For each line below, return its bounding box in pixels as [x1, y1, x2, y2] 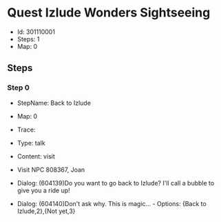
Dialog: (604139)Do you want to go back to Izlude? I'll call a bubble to [17, 179, 215, 187]
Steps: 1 [17, 34, 40, 43]
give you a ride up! [17, 186, 70, 194]
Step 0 [7, 83, 30, 92]
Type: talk [17, 139, 46, 147]
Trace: [17, 125, 36, 134]
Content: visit [17, 152, 55, 160]
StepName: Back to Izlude [17, 99, 92, 107]
